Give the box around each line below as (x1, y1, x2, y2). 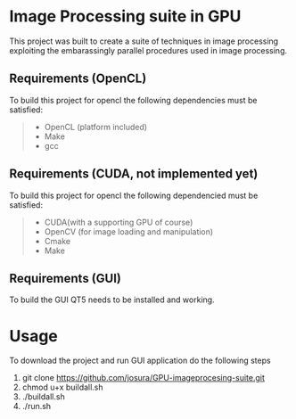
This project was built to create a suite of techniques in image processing (9, 36, 279, 46)
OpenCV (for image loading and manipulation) (44, 226, 214, 237)
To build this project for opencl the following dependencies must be (9, 94, 258, 105)
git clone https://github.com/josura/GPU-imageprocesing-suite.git (21, 373, 266, 383)
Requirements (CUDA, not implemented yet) (9, 167, 259, 182)
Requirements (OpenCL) (9, 71, 147, 86)
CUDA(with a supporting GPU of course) (44, 217, 193, 227)
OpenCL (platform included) (44, 121, 148, 132)
